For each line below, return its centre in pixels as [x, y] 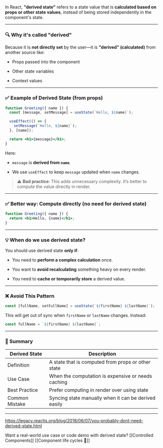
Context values [27, 81]
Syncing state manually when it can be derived [102, 398]
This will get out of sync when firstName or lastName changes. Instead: [76, 316]
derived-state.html [24, 426]
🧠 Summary [19, 341]
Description [102, 354]
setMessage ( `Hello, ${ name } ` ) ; [45, 126]
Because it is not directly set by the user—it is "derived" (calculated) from [81, 47]
